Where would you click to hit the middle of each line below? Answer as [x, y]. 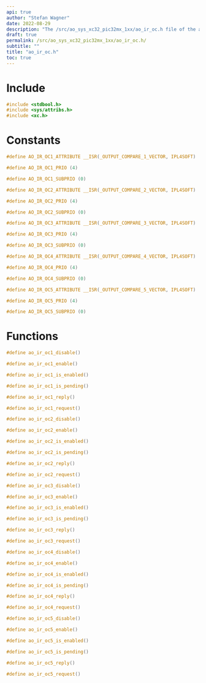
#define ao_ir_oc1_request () [44, 408]
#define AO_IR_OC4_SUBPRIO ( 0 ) [46, 279]
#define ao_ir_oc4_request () [44, 608]
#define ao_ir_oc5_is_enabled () [48, 641]
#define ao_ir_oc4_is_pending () [48, 585]
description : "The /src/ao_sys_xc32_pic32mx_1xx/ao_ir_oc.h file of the [101, 29]
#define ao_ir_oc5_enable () [42, 630]
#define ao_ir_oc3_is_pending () [48, 519]
